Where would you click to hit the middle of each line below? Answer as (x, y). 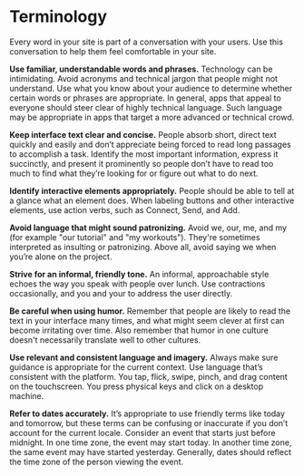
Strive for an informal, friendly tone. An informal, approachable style (139, 274)
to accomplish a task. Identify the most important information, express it (144, 154)
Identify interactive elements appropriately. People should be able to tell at (152, 190)
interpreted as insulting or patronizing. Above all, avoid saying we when (143, 247)
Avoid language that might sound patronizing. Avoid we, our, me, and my (148, 228)
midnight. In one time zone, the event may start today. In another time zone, (151, 442)
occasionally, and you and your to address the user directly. (121, 293)
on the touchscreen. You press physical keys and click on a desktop (137, 386)
